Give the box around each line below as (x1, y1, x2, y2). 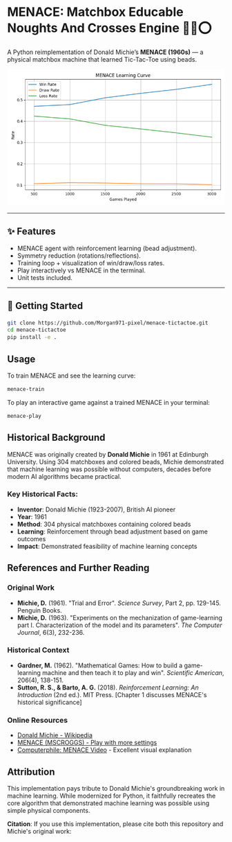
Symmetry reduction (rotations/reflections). (17, 251, 142, 260)
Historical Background (7, 432, 106, 444)
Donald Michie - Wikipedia (17, 731, 93, 739)
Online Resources (7, 715, 68, 725)
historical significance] (17, 698, 82, 706)
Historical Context (7, 645, 70, 655)
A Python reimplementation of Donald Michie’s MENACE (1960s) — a (7, 48, 204, 56)
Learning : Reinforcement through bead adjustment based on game (17, 527, 209, 536)
